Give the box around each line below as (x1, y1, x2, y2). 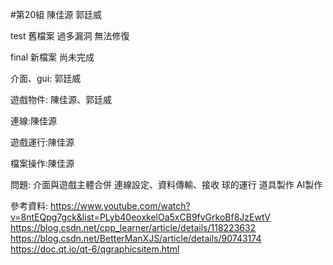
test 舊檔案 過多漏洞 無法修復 (10, 30, 130, 42)
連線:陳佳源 (10, 115, 58, 127)
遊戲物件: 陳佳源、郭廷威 (10, 94, 112, 105)
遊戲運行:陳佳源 (10, 136, 75, 148)
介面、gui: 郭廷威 (10, 73, 82, 84)
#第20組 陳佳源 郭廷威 (10, 9, 103, 20)
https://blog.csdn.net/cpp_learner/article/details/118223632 (10, 222, 257, 233)
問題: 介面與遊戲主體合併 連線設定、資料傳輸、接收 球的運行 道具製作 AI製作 (10, 179, 323, 190)
